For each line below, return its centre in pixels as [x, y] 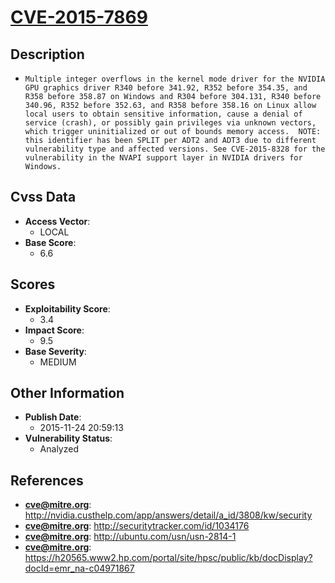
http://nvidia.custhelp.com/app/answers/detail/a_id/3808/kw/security [168, 515]
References [47, 480]
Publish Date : [53, 417]
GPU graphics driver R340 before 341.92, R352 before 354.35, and [166, 88]
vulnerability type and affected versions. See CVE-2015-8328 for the [175, 149]
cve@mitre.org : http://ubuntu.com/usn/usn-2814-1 [130, 537]
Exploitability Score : [67, 308]
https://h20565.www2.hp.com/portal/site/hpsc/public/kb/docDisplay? [168, 558]
